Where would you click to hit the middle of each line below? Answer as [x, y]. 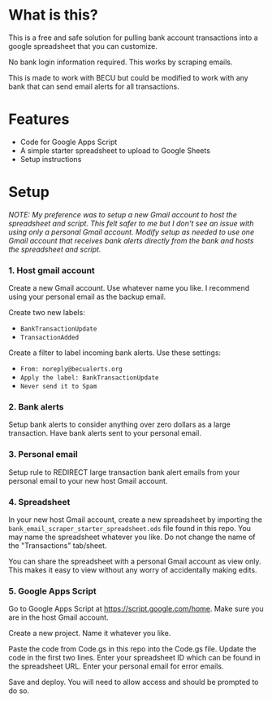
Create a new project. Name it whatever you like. [90, 634]
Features [39, 119]
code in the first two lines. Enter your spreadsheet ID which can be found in [135, 658]
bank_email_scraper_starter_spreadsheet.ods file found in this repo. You [130, 528]
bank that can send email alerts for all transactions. [94, 86]
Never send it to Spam [58, 387]
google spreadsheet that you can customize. [83, 46]
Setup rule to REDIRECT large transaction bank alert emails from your [124, 472]
